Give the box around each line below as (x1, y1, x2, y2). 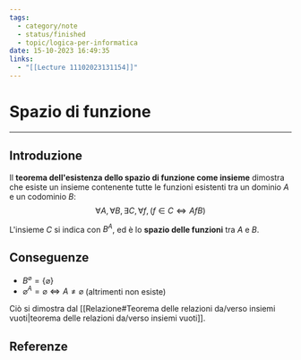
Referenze (9, 339, 69, 354)
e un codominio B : (9, 191, 76, 201)
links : (9, 55, 34, 64)
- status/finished (17, 30, 87, 39)
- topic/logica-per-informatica (17, 38, 139, 47)
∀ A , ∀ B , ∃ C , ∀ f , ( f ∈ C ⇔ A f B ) (95, 205, 206, 216)
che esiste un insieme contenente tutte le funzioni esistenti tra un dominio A (9, 181, 289, 193)
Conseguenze (9, 250, 90, 265)
